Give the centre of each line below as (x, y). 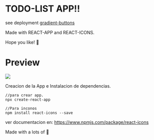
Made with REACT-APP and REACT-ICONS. (50, 32)
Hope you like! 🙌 (22, 42)
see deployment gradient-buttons (40, 23)
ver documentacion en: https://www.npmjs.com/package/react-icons (77, 122)
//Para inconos (21, 108)
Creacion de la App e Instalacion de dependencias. (58, 86)
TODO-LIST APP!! (43, 9)
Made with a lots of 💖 (27, 132)
